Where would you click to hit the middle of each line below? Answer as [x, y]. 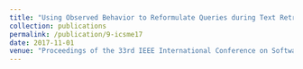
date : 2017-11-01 [42, 43]
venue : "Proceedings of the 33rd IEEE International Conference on [139, 51]
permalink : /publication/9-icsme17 [76, 34]
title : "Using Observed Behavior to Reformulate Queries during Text [143, 17]
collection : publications [58, 26]
